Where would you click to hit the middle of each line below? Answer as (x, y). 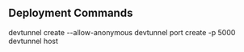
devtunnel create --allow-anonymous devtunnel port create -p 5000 (122, 32)
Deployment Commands (71, 13)
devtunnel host (34, 41)
